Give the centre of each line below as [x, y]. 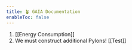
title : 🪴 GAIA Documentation [43, 12]
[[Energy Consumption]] [44, 34]
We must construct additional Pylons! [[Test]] [70, 40]
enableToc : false [28, 17]
